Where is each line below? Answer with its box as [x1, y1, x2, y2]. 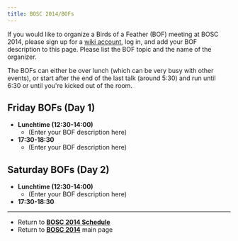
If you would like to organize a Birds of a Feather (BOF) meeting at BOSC [7, 30, 219, 38]
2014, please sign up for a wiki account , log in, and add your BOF [7, 37, 198, 46]
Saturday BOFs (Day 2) [7, 164, 110, 176]
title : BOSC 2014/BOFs [7, 10, 74, 18]
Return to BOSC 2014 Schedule [17, 218, 111, 227]
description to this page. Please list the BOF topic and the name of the [7, 45, 212, 53]
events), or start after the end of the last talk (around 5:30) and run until [7, 74, 216, 82]
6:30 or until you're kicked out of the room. [7, 81, 133, 89]
